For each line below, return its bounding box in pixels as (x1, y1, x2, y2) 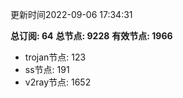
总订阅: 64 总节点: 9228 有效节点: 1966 (10, 30, 173, 42)
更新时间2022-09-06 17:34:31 (10, 9, 133, 20)
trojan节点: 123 (24, 51, 87, 63)
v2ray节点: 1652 (24, 76, 92, 88)
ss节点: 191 (24, 64, 70, 75)
